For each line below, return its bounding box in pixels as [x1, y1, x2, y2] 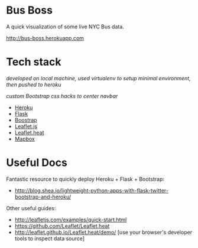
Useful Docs [6, 156, 68, 169]
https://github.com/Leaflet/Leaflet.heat [14, 222, 110, 229]
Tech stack [6, 56, 61, 68]
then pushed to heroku [6, 81, 61, 88]
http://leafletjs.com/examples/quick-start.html [14, 216, 127, 223]
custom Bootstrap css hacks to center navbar [6, 92, 118, 99]
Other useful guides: [6, 204, 56, 211]
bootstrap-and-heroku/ [14, 193, 72, 200]
